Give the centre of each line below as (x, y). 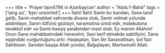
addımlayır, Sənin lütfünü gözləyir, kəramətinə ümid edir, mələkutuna (76, 23)
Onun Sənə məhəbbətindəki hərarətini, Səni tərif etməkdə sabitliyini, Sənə (82, 34)
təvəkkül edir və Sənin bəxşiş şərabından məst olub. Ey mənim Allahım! (79, 29)
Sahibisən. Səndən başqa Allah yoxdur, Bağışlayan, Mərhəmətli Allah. (77, 45)
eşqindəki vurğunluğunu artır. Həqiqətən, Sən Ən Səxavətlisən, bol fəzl (78, 39)
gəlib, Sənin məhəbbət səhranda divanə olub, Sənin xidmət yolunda (75, 18)
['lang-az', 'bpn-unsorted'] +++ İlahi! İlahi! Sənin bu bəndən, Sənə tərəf (79, 13)
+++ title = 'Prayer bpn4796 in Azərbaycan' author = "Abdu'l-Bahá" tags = (82, 7)
